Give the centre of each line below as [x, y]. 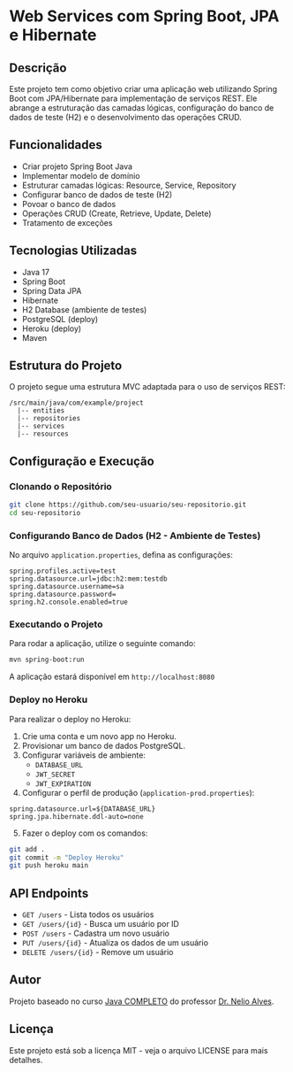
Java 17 [36, 272]
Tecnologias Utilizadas [73, 251]
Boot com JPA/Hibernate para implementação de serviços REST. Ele [133, 98]
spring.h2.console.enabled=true [68, 602]
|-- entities [41, 411]
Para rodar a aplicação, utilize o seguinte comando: [102, 644]
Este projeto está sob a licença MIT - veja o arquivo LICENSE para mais [139, 1050]
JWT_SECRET [55, 775]
